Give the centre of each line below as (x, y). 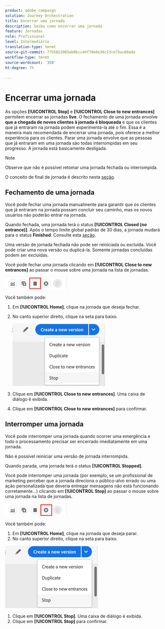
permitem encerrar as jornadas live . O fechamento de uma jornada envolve (81, 117)
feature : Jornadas (24, 31)
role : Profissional (25, 37)
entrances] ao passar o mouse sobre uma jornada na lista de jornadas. (77, 270)
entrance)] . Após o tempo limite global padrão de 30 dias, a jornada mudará (82, 230)
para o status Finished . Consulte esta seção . (50, 235)
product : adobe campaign (31, 10)
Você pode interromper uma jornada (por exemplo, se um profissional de (79, 475)
